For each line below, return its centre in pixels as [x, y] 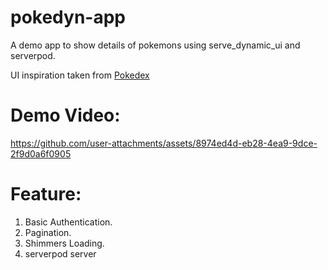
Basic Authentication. [68, 222]
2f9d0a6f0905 [41, 153]
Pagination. [48, 232]
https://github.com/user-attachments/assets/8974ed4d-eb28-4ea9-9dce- [164, 143]
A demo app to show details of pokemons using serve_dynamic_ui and [155, 45]
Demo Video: [65, 115]
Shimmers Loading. [64, 243]
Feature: [46, 194]
